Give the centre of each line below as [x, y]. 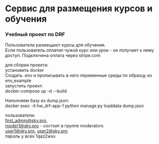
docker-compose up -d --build [36, 91]
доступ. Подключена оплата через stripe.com [53, 56]
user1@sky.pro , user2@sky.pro [36, 131]
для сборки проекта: [27, 65]
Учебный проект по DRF [35, 34]
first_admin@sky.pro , [26, 120]
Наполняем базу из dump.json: [37, 101]
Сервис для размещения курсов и [79, 9]
